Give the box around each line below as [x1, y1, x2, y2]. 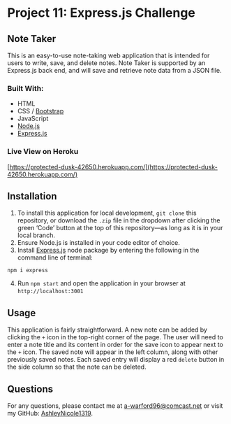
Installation [7, 190, 57, 202]
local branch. [17, 231, 56, 239]
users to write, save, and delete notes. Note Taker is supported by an [7, 59, 206, 67]
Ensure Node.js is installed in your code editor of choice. [17, 239, 180, 247]
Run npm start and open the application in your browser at [17, 279, 186, 288]
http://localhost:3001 [17, 288, 84, 295]
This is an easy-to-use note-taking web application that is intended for [7, 51, 210, 59]
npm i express [7, 267, 49, 274]
